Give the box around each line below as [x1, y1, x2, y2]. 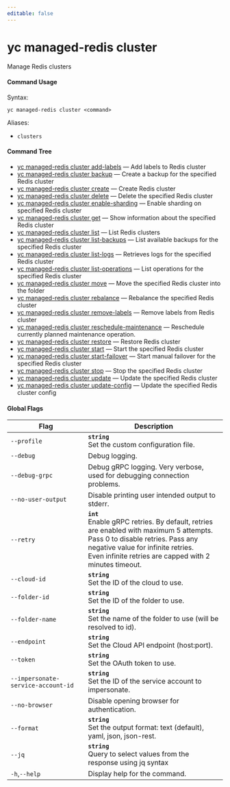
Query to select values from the [88, 749, 190, 759]
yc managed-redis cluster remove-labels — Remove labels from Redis [16, 308, 215, 316]
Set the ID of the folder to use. [88, 596, 185, 605]
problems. [88, 479, 120, 489]
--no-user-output [10, 496, 67, 504]
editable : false [7, 10, 53, 17]
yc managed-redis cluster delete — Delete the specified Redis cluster [16, 191, 214, 199]
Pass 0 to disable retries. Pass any [88, 534, 199, 544]
